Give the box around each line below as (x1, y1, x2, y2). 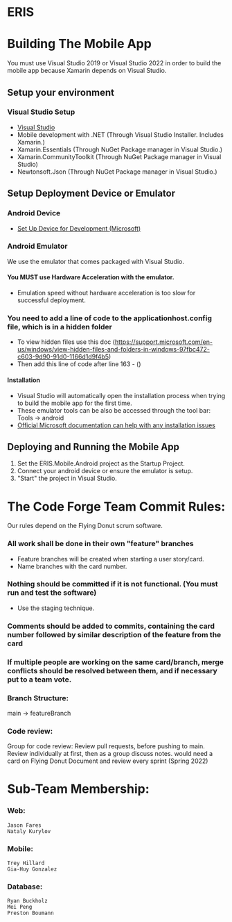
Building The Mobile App (7, 36, 152, 52)
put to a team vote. (7, 675, 72, 684)
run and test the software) (7, 588, 97, 598)
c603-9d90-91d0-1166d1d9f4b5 (17, 352, 109, 361)
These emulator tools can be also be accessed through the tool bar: (17, 406, 211, 414)
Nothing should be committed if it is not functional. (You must (7, 579, 218, 589)
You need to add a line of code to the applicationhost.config (7, 313, 213, 323)
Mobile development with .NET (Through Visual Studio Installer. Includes (17, 130, 224, 139)
